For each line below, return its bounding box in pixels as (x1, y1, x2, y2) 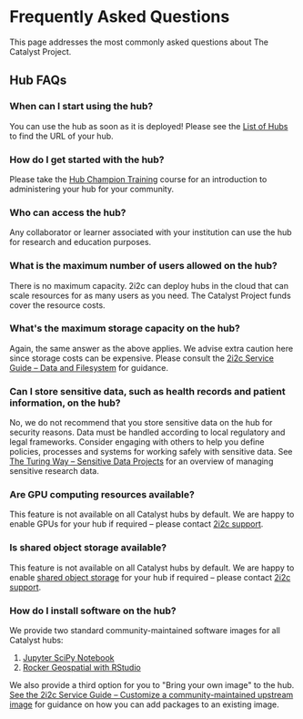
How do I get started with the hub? (9, 153, 166, 166)
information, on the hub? (9, 396, 121, 409)
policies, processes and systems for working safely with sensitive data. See (9, 447, 293, 457)
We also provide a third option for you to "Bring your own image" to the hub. (9, 680, 295, 690)
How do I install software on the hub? (9, 604, 177, 617)
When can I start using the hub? (9, 100, 154, 113)
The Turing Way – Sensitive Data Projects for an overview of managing (9, 456, 274, 467)
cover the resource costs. (9, 299, 106, 311)
